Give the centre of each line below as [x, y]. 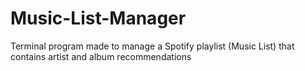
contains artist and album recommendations [101, 56]
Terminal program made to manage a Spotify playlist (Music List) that [152, 46]
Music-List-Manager [98, 18]
